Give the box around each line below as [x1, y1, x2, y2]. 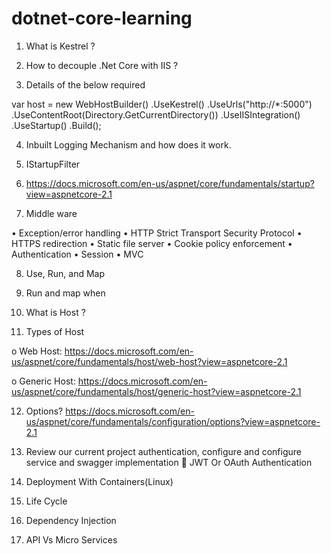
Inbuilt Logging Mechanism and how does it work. [25, 138, 232, 151]
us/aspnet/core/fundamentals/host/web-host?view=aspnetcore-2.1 [11, 355, 288, 367]
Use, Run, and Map [25, 267, 105, 279]
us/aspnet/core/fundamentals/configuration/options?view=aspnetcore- [25, 415, 321, 427]
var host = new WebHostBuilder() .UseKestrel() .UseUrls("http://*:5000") [11, 98, 313, 110]
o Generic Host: [11, 375, 76, 387]
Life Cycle [25, 495, 68, 507]
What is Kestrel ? [25, 40, 96, 52]
